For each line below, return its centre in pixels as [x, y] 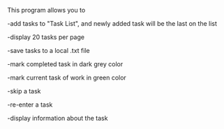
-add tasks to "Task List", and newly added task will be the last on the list [112, 23]
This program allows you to [46, 10]
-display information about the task [58, 118]
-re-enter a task [30, 105]
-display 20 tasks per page [46, 37]
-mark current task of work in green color [67, 77]
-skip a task [24, 91]
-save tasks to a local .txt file [48, 51]
